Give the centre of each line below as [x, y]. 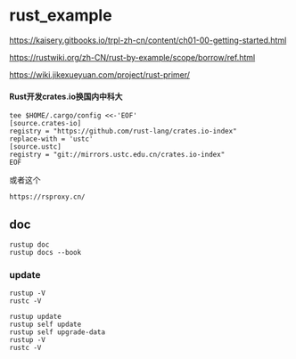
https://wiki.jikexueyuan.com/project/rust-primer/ [99, 74]
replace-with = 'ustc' [51, 139]
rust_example [61, 16]
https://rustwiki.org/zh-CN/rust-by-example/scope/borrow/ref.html [132, 57]
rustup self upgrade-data [57, 332]
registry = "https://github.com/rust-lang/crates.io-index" [123, 131]
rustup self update [45, 325]
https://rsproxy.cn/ [48, 197]
